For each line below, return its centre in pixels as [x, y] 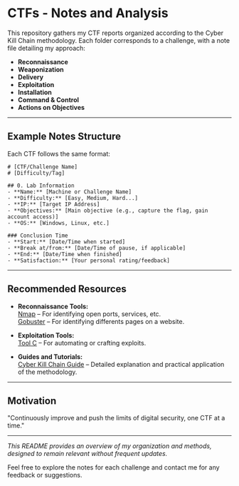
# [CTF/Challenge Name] [43, 167]
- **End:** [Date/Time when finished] [65, 254]
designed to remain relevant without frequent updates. [87, 454]
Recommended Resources [67, 289]
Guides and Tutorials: [50, 356]
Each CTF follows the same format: [59, 153]
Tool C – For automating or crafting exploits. [82, 343]
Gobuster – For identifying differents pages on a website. [101, 321]
